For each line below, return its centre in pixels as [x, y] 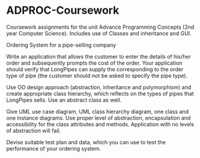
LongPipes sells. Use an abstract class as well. [64, 100]
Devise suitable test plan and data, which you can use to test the [86, 142]
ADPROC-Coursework [63, 10]
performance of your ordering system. [53, 148]
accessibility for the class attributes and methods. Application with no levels [100, 124]
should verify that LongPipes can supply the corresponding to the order [95, 69]
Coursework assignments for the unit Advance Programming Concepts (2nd [100, 27]
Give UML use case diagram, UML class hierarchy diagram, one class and [98, 111]
